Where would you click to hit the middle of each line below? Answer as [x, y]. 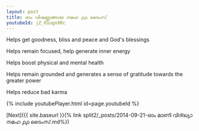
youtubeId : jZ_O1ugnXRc [36, 23]
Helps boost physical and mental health [55, 63]
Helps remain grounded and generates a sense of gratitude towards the [95, 74]
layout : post [22, 12]
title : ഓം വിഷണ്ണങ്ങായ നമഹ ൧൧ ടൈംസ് [57, 17]
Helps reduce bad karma [37, 92]
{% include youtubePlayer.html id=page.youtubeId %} [73, 104]
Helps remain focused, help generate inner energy [68, 51]
